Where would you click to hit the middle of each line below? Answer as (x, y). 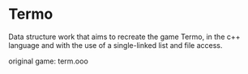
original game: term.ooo (49, 61)
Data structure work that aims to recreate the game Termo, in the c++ (124, 37)
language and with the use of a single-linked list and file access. (115, 45)
